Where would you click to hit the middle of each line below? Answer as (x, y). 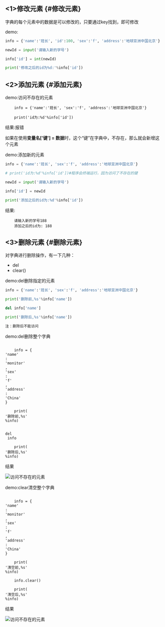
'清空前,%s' (16, 567)
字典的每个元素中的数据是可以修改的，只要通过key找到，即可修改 (72, 22)
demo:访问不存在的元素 (29, 98)
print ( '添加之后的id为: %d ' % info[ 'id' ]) (44, 200)
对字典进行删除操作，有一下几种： (40, 255)
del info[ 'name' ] (23, 308)
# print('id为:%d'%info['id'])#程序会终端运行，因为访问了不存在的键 (72, 173)
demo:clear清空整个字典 (30, 487)
